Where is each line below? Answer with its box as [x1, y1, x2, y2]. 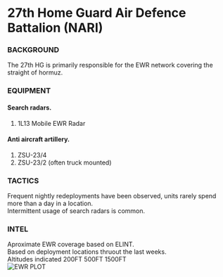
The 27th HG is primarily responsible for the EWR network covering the [7, 61, 213, 70]
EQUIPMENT [7, 86, 51, 96]
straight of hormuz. [7, 68, 63, 77]
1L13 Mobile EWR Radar [17, 119, 86, 127]
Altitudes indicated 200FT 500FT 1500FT [7, 255, 127, 264]
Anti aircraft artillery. [7, 135, 70, 143]
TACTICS [7, 176, 39, 186]
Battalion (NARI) [7, 20, 103, 36]
